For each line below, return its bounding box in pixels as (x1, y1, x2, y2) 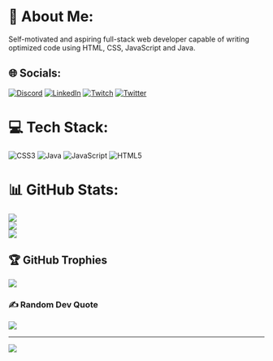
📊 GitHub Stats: (8, 180, 119, 198)
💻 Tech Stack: (8, 118, 109, 137)
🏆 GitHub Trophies (8, 254, 108, 267)
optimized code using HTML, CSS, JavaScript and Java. (8, 42, 197, 52)
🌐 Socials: (8, 67, 62, 80)
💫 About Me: (8, 7, 94, 26)
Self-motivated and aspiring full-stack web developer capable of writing (8, 34, 249, 44)
